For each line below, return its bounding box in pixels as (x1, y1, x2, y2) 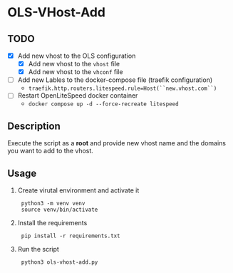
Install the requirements (17, 218, 88, 227)
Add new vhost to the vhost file (28, 60, 120, 68)
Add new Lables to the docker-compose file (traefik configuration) (17, 76, 213, 84)
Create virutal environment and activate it (17, 186, 140, 195)
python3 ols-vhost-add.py (21, 258, 98, 266)
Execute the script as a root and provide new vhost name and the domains (7, 139, 227, 148)
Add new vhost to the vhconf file (28, 68, 123, 76)
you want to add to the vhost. (7, 147, 94, 155)
